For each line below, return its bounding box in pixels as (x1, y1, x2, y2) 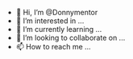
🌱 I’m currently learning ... (15, 25, 102, 33)
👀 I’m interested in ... (15, 16, 85, 26)
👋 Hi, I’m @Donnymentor (15, 8, 98, 17)
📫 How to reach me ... (15, 42, 91, 51)
